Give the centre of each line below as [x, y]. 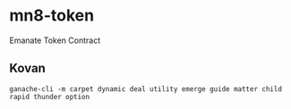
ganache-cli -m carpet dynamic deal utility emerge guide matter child [145, 89]
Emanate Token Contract [55, 40]
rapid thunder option [50, 96]
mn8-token [52, 16]
